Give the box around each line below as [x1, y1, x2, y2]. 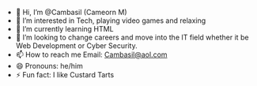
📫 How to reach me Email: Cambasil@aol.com [15, 50, 168, 59]
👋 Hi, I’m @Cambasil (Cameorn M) [15, 8, 128, 17]
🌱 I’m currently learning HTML [15, 24, 114, 33]
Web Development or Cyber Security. [15, 41, 138, 50]
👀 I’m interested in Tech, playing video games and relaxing [15, 16, 206, 25]
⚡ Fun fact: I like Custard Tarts [15, 70, 115, 79]
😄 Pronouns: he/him [15, 62, 83, 70]
